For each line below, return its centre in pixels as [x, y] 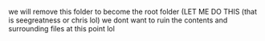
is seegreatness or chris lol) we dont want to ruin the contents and [118, 20]
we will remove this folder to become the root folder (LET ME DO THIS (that [132, 12]
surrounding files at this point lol [61, 29]
